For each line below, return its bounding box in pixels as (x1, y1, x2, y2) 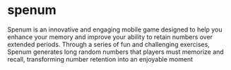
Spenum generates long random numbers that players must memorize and (7, 48, 224, 56)
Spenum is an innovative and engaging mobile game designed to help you (7, 25, 223, 34)
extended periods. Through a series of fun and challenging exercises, (7, 40, 210, 48)
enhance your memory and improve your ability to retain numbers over (7, 32, 213, 41)
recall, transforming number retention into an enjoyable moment (7, 55, 193, 63)
